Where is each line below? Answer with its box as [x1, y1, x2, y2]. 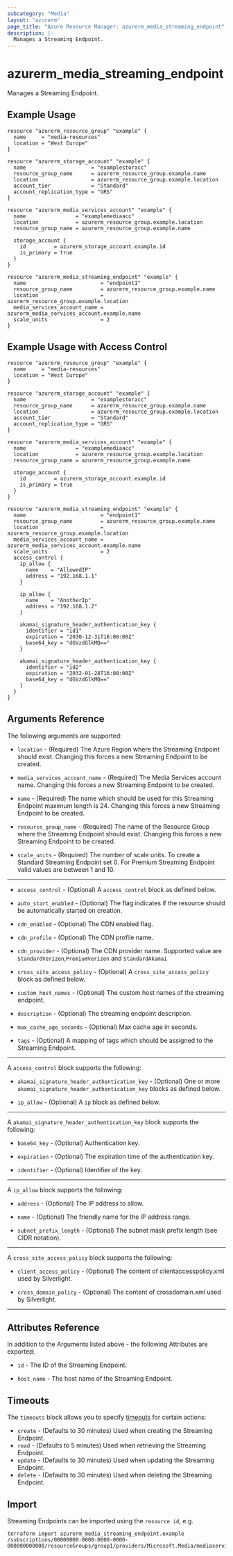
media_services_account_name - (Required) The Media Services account [17, 773, 222, 781]
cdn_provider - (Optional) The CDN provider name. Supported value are [17, 946, 222, 955]
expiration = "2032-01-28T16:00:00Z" [25, 670, 135, 676]
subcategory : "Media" [7, 10, 70, 17]
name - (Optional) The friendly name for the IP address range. [17, 1213, 191, 1221]
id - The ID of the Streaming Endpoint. [17, 1361, 127, 1370]
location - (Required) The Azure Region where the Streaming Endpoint [17, 745, 220, 753]
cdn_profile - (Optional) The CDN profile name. [17, 933, 154, 941]
